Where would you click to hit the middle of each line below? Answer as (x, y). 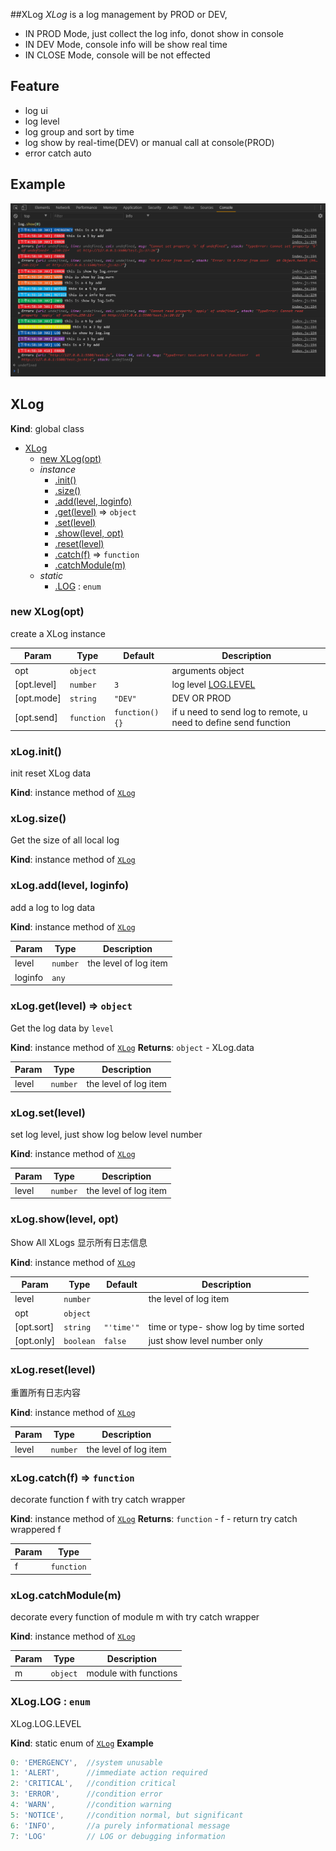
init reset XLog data (51, 773)
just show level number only (205, 1341)
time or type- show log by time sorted (226, 1326)
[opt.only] (35, 1341)
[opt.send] (36, 717)
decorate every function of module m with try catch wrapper (135, 1617)
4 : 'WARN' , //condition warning (91, 1805)
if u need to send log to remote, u (239, 712)
